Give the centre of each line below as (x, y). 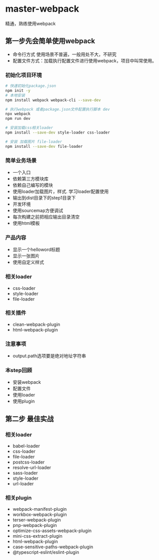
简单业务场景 (21, 160)
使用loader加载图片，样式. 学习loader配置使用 (61, 191)
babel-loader (26, 446)
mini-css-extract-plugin (37, 536)
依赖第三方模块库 (30, 179)
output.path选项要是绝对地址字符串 (49, 356)
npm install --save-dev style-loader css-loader (58, 133)
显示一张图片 (26, 256)
